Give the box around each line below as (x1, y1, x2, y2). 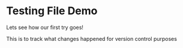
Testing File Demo (6, 4, 98, 18)
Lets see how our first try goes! (6, 24, 84, 31)
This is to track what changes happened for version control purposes (6, 35, 177, 42)
